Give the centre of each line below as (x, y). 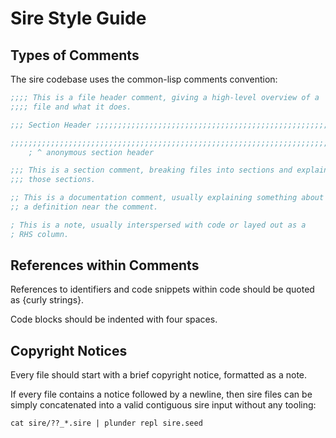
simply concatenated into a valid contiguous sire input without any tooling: (163, 405)
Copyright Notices (69, 350)
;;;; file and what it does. (71, 107)
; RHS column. (40, 234)
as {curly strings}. (47, 300)
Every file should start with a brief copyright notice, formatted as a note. (159, 375)
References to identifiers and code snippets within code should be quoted (162, 289)
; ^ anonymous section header (91, 152)
